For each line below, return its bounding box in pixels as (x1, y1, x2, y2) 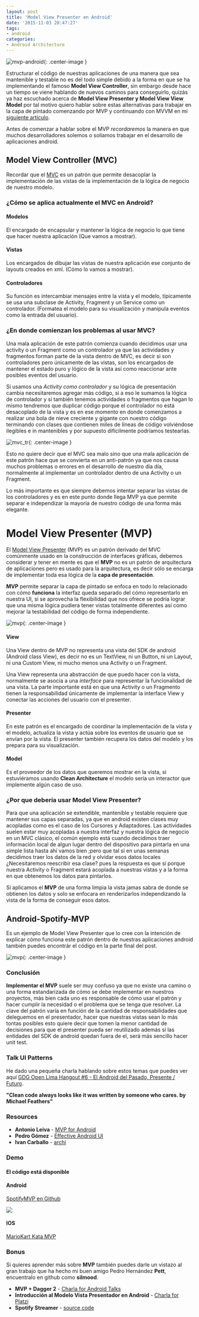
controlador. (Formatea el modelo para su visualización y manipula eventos (6, 305, 190, 312)
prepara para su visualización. (6, 741, 80, 748)
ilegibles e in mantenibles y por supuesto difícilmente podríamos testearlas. (6, 427, 191, 434)
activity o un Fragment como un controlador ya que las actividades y (6, 346, 174, 353)
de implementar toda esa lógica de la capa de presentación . (6, 571, 154, 579)
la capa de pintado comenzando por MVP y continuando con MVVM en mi (6, 108, 188, 115)
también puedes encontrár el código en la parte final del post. (6, 942, 157, 949)
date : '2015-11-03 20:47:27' (6, 20, 78, 26)
